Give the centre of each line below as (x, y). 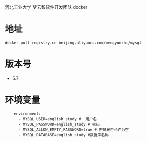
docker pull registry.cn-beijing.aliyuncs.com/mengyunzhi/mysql (73, 43)
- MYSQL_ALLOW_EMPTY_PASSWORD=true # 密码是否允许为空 (73, 129)
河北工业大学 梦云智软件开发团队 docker (46, 7)
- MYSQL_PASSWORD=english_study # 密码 (59, 124)
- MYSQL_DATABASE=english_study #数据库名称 (63, 135)
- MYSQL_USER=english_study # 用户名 (58, 119)
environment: (28, 114)
